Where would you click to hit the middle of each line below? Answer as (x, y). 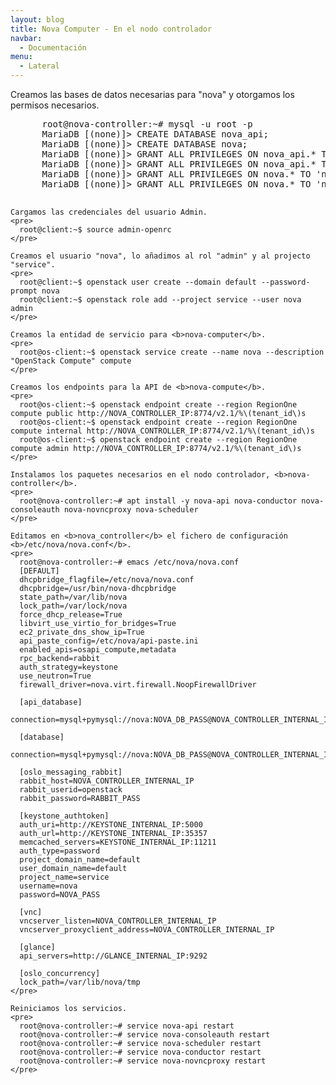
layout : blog (37, 19)
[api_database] (51, 702)
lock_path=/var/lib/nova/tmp (80, 982)
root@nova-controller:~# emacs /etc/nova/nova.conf (129, 562)
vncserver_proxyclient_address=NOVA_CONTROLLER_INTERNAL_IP (147, 930)
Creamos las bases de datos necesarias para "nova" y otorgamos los (152, 94)
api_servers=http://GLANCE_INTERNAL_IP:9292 (113, 956)
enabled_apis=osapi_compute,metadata (98, 650)
